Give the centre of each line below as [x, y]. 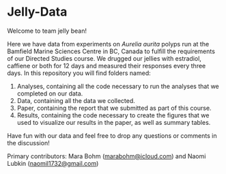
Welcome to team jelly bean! [47, 31]
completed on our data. [50, 93]
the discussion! [28, 143]
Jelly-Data [37, 12]
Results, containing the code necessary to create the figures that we [113, 115]
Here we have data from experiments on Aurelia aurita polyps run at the [108, 44]
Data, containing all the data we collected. [76, 100]
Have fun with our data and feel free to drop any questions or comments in [112, 135]
